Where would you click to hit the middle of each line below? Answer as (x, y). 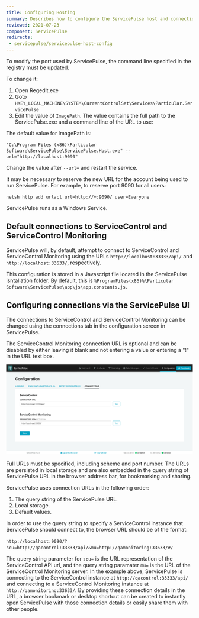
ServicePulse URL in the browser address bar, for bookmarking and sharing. (99, 476)
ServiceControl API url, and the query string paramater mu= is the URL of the (98, 565)
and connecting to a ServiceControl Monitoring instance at (78, 584)
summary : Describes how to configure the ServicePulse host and (87, 19)
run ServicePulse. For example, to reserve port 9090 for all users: (86, 185)
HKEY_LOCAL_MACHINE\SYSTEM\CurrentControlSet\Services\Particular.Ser (104, 103)
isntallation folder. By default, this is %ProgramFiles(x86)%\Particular (90, 280)
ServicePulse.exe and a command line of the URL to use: (84, 122)
